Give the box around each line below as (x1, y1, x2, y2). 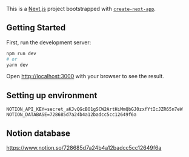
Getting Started (6, 22, 66, 33)
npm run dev (6, 50, 36, 56)
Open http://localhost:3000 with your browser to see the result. (6, 73, 165, 80)
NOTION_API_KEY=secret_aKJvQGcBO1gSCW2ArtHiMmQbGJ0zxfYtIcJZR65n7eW (6, 106, 183, 113)
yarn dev (6, 62, 28, 68)
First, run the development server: (6, 39, 91, 46)
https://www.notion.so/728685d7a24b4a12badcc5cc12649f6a (6, 144, 162, 152)
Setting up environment (6, 90, 98, 101)
